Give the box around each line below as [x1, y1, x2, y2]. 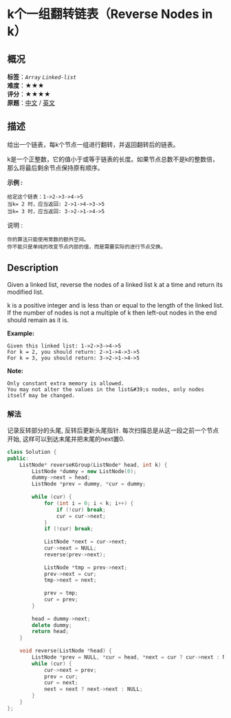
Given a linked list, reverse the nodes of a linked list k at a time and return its [7, 280, 223, 288]
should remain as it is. [7, 315, 69, 324]
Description [7, 262, 58, 274]
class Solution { [7, 448, 57, 455]
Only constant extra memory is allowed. [7, 380, 125, 387]
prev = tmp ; [43, 590, 78, 597]
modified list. [7, 288, 44, 296]
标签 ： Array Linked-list [7, 73, 77, 81]
